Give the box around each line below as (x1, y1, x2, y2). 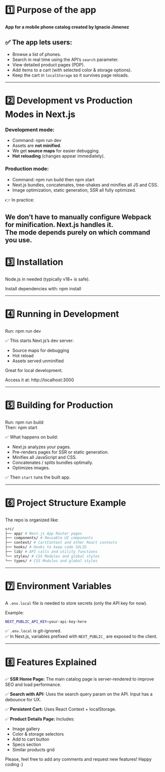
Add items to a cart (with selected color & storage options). (12, 67, 132, 73)
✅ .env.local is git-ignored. (5, 628, 62, 634)
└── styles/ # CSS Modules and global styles (5, 554, 100, 559)
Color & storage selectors (12, 731, 64, 737)
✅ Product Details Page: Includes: (5, 716, 75, 722)
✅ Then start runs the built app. (5, 474, 71, 480)
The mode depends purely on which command (5, 228, 151, 236)
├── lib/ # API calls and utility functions (5, 549, 98, 554)
